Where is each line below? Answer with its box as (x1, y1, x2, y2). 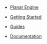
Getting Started (9, 14, 41, 19)
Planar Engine (9, 4, 39, 10)
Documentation (9, 33, 42, 39)
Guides (9, 23, 25, 29)
